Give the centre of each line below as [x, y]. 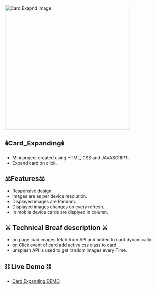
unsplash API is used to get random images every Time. [70, 250]
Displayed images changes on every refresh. [58, 207]
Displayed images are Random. [44, 201]
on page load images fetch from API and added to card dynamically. [82, 240]
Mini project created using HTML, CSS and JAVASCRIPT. [71, 158]
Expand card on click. [35, 163]
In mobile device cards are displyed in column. [60, 212]
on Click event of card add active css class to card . [66, 245]
